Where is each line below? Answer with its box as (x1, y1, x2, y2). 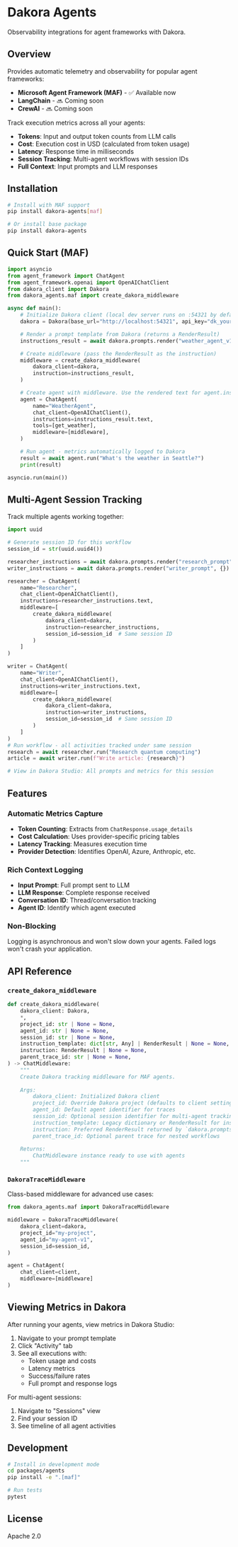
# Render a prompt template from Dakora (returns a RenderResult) (20, 331, 220, 338)
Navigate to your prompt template (17, 1334, 117, 1342)
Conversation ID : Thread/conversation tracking (17, 896, 157, 905)
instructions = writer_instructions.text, (20, 683, 141, 690)
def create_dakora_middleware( (7, 1001, 100, 1008)
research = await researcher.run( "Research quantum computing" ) (7, 748, 201, 755)
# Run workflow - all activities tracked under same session (7, 741, 192, 749)
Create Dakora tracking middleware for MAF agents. (20, 1073, 176, 1080)
